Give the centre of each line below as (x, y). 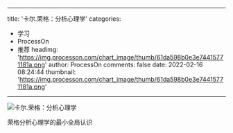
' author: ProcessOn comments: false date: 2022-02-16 (124, 64)
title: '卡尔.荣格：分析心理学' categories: (64, 19)
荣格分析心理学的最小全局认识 (50, 122)
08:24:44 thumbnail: (46, 72)
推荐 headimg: (38, 50)
